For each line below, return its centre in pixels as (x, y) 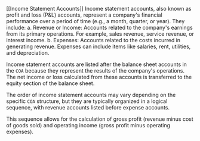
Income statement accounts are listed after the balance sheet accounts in (96, 64)
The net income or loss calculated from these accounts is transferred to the (99, 77)
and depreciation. (28, 53)
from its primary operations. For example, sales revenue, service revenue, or (100, 34)
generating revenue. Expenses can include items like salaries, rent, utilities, (99, 46)
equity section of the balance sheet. (50, 83)
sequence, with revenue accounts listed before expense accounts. (88, 107)
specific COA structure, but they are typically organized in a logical (87, 101)
